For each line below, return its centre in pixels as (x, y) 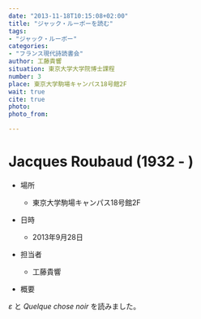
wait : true (27, 92)
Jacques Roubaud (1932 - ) (101, 162)
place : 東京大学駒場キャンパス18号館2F (68, 84)
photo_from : (28, 115)
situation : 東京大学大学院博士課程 (62, 69)
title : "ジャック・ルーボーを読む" (61, 24)
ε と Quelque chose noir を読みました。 (75, 306)
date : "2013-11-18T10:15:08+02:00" (68, 16)
